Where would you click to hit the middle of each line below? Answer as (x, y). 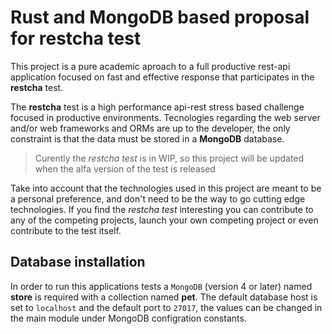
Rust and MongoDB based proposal (160, 17)
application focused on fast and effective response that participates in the (162, 77)
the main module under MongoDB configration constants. (128, 318)
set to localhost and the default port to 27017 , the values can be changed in (166, 307)
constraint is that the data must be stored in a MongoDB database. (147, 138)
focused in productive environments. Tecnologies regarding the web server (165, 117)
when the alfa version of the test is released (125, 168)
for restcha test (76, 38)
